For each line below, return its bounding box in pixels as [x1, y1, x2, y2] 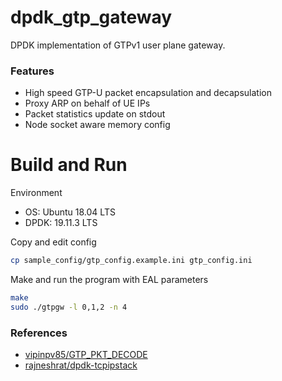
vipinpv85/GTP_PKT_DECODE [24, 349, 148, 361]
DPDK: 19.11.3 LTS [24, 217, 98, 229]
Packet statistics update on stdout [24, 108, 166, 120]
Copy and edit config [10, 236, 97, 248]
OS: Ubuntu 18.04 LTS [24, 206, 116, 218]
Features [10, 64, 55, 78]
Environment [10, 187, 63, 199]
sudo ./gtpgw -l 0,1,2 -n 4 [10, 302, 128, 312]
